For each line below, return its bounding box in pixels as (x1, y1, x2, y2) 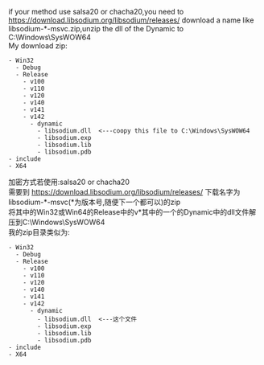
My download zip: (8, 41, 68, 51)
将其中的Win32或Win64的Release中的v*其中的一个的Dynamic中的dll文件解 (8, 207, 256, 216)
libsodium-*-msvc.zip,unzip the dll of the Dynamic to (8, 24, 184, 33)
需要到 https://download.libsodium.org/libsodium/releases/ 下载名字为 (8, 187, 241, 196)
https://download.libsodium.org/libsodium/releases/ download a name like (8, 15, 254, 25)
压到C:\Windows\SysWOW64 (8, 217, 105, 227)
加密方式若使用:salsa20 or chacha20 (8, 177, 130, 187)
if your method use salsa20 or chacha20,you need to (8, 7, 184, 16)
